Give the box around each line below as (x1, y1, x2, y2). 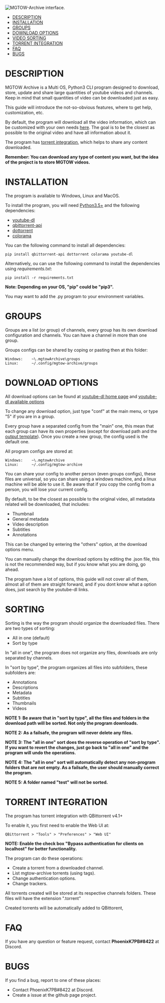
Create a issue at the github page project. (12, 992, 97, 998)
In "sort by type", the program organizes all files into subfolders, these (5, 664, 148, 670)
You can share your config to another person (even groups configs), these (5, 470, 156, 476)
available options (9, 399, 44, 404)
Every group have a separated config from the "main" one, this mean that (5, 423, 154, 429)
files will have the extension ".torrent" (5, 895, 81, 901)
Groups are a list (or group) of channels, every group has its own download (5, 327, 158, 333)
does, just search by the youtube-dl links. (5, 586, 90, 592)
